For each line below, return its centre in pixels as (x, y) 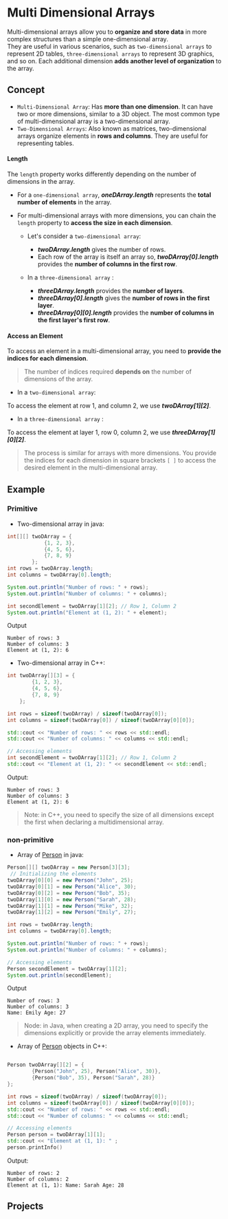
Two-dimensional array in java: (60, 524)
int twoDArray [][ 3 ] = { (41, 676)
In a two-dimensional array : (56, 392)
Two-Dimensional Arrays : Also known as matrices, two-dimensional (112, 128)
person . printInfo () (35, 1147)
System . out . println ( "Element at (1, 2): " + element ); (87, 613)
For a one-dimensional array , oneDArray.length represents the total (114, 195)
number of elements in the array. (64, 202)
